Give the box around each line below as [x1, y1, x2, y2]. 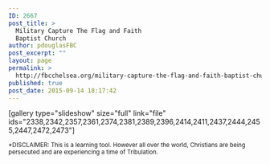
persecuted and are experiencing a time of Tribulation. [8, 148, 158, 157]
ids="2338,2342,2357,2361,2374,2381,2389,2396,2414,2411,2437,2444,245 [8, 117, 261, 127]
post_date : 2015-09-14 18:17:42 [8, 86, 117, 95]
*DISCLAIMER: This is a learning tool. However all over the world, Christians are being [8, 141, 246, 150]
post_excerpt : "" [8, 49, 67, 57]
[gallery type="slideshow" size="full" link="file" [8, 109, 166, 118]
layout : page [8, 57, 52, 65]
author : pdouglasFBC [8, 42, 78, 50]
